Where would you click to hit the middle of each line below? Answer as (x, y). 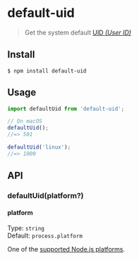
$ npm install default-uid (47, 71)
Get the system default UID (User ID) (78, 32)
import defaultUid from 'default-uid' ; (66, 109)
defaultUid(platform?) (46, 196)
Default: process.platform (45, 236)
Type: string (26, 228)
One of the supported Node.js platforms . (66, 249)
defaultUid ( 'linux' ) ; (39, 147)
